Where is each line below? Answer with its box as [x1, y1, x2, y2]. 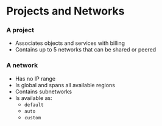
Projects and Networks [6, 4, 125, 18]
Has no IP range [15, 75, 56, 82]
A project [6, 26, 35, 35]
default [24, 102, 44, 108]
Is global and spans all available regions [15, 81, 116, 88]
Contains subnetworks [15, 88, 72, 95]
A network [6, 61, 38, 70]
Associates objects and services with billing [15, 39, 125, 47]
